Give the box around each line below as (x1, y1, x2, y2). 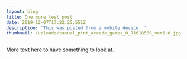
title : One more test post (6, 14, 73, 20)
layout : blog (6, 8, 38, 15)
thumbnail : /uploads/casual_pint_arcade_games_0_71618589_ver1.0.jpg (6, 30, 182, 36)
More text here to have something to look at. (6, 46, 114, 53)
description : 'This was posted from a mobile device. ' (6, 25, 147, 31)
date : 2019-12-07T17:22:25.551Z (6, 19, 86, 25)
